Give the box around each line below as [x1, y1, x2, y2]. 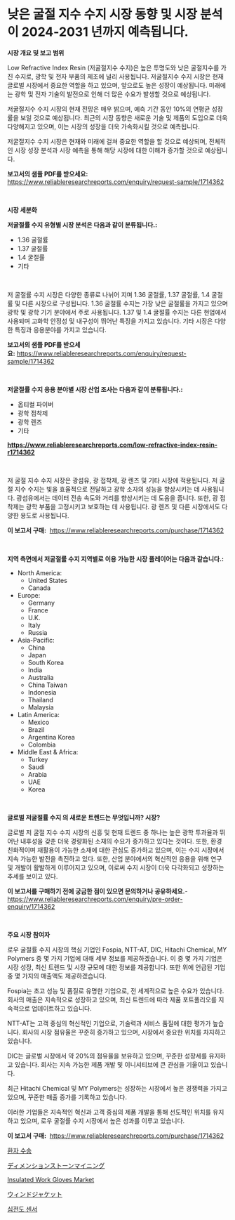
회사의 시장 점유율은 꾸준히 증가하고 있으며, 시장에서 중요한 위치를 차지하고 [22, 1028, 227, 1036]
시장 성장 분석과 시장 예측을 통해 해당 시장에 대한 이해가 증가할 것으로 [14, 145, 203, 155]
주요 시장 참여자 [7, 930, 51, 938]
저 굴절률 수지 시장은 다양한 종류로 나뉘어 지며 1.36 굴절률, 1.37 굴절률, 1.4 [7, 290, 210, 299]
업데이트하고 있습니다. [31, 1004, 93, 1012]
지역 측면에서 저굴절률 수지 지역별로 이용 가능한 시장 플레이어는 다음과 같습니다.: [7, 554, 224, 563]
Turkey [27, 755, 48, 763]
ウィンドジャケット [7, 1190, 63, 1198]
